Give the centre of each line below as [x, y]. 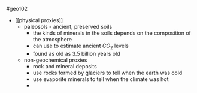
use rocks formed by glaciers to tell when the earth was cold [107, 73]
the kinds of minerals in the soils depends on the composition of [112, 33]
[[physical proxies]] [39, 20]
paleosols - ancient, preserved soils [68, 27]
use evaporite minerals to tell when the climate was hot [101, 79]
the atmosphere [52, 39]
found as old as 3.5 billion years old [77, 53]
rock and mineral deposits [65, 66]
